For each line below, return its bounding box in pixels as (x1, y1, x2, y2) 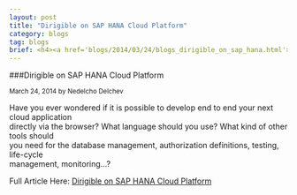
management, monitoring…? (9, 159, 111, 169)
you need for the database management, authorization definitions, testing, (9, 140, 280, 151)
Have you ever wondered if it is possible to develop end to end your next (9, 102, 274, 113)
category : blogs (9, 29, 69, 38)
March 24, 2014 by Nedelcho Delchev (9, 87, 124, 96)
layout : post (9, 12, 57, 22)
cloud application (9, 112, 72, 123)
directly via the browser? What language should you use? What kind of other (9, 121, 288, 132)
